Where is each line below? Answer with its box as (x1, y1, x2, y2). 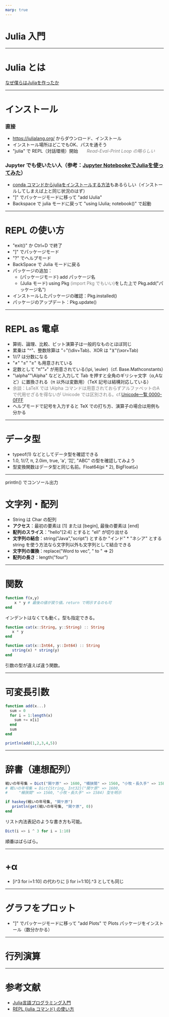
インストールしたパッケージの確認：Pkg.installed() (12, 293, 117, 299)
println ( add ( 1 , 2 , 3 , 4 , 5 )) (5, 740, 57, 746)
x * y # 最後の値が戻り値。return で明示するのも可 (14, 600, 112, 605)
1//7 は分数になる (12, 354, 48, 360)
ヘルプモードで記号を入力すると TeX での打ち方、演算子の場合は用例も (12, 403, 160, 409)
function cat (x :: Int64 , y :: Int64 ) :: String (5, 643, 100, 648)
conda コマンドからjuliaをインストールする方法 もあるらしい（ (12, 182, 141, 188)
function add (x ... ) (5, 704, 46, 709)
